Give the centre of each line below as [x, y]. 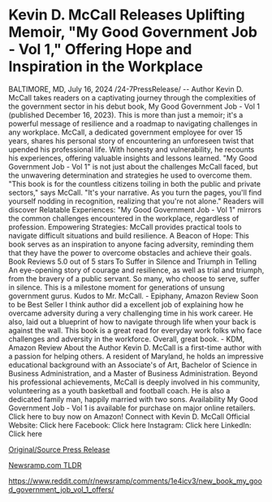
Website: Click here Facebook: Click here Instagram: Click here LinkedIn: [130, 425]
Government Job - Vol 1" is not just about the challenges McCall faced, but [133, 166]
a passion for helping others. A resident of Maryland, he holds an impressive [136, 356]
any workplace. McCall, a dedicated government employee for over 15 [125, 132]
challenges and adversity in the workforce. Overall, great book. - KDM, [127, 339]
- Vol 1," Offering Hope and [100, 49]
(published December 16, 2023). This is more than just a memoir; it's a [126, 114]
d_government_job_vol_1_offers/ [61, 489]
